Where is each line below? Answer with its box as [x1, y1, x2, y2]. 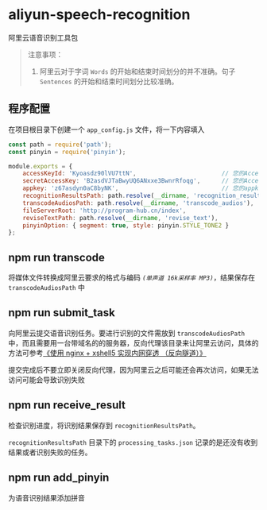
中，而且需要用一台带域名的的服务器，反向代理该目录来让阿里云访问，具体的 [8, 338, 259, 347]
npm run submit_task [8, 306, 115, 319]
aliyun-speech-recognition [8, 6, 191, 24]
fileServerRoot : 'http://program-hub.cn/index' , [22, 207, 187, 214]
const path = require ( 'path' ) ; [8, 141, 112, 149]
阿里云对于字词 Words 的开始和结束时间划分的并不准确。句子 [39, 66, 236, 76]
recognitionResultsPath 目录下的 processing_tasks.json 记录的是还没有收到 [8, 437, 258, 446]
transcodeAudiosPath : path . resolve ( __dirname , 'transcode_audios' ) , [22, 199, 254, 207]
